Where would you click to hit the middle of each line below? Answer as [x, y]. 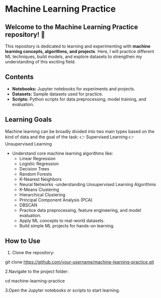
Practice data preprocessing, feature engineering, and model [80, 210]
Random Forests [36, 174]
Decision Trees [34, 168]
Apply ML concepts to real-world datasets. [62, 221]
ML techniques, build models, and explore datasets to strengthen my [73, 56]
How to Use [23, 241]
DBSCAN [28, 205]
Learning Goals [29, 120]
